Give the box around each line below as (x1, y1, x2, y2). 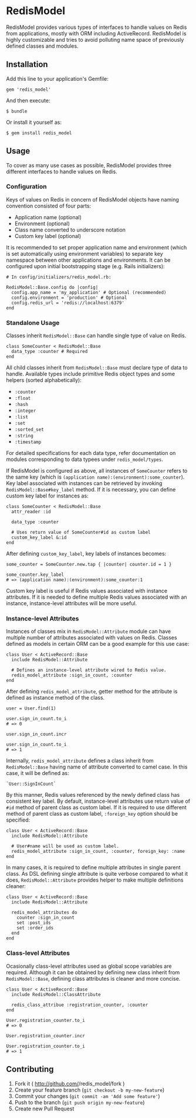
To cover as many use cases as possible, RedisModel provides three (6, 161, 172, 169)
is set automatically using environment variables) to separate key (6, 250, 163, 257)
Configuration (6, 183, 47, 191)
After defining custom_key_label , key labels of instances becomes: (6, 550, 167, 558)
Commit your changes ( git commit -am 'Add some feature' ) (14, 1092, 160, 1100)
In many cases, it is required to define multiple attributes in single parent (6, 864, 181, 871)
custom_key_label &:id (11, 535, 67, 540)
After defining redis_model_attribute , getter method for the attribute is (6, 688, 178, 695)
